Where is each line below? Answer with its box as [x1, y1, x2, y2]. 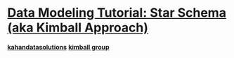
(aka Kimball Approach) [7, 20, 149, 36]
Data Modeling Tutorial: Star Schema [7, 5, 227, 21]
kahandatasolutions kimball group [7, 43, 110, 51]
